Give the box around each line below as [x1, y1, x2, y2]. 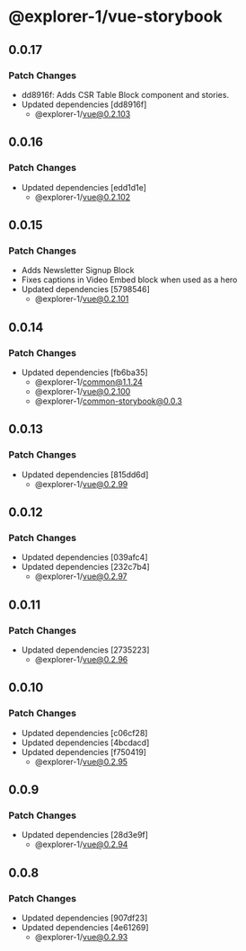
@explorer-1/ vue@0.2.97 [34, 571, 127, 582]
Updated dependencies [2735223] [21, 644, 150, 655]
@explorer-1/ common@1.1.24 [34, 376, 143, 387]
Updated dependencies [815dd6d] [21, 469, 149, 480]
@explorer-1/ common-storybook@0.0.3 [34, 396, 183, 406]
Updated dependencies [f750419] [21, 746, 147, 757]
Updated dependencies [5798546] [21, 284, 150, 295]
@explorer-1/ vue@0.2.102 [34, 191, 131, 202]
